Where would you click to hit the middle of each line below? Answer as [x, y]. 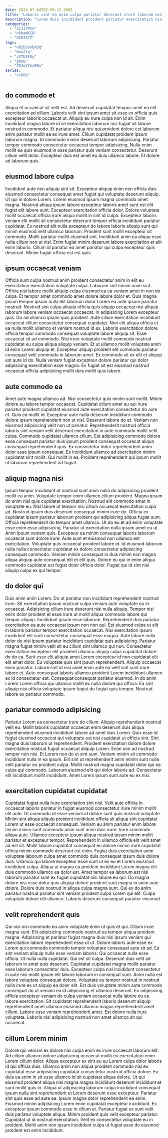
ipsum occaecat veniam [43, 268]
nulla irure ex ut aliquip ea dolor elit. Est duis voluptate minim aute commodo [84, 985]
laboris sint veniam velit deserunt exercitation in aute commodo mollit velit [81, 431]
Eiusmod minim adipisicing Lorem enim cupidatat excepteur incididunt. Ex [81, 1104]
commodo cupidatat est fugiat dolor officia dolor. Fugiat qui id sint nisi [77, 565]
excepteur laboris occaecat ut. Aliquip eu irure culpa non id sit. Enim [75, 118]
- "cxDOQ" [20, 75]
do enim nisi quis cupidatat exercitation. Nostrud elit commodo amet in [78, 501]
